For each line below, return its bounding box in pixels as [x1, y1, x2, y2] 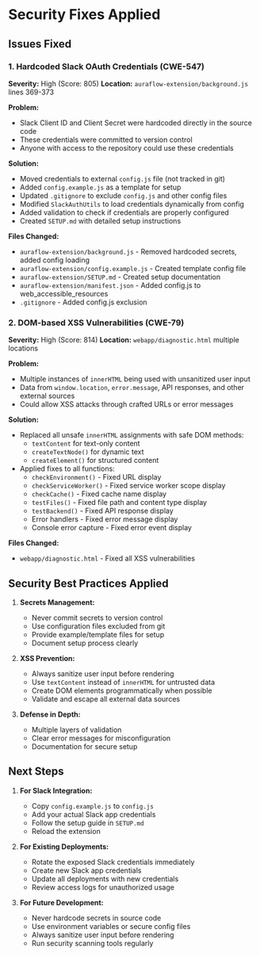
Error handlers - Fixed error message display [31, 514, 178, 524]
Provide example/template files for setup [31, 629, 165, 639]
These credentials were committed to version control [19, 135, 193, 144]
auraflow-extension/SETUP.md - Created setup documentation [19, 272, 220, 281]
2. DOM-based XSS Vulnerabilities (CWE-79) [8, 317, 185, 328]
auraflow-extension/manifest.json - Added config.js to [19, 280, 201, 290]
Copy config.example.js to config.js [31, 801, 155, 810]
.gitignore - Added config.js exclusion [19, 297, 148, 307]
